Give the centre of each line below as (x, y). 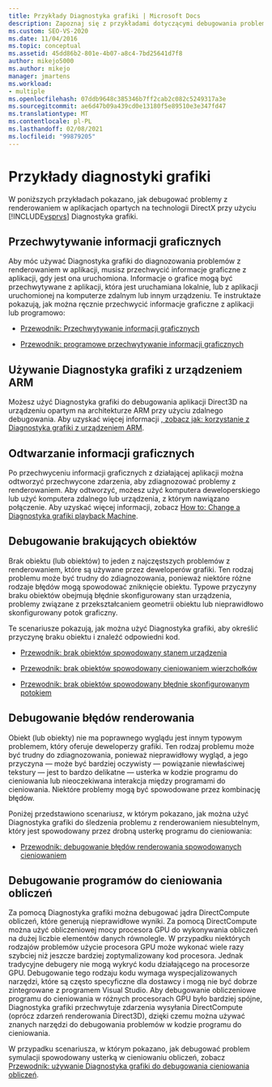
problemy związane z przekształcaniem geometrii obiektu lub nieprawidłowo (136, 604)
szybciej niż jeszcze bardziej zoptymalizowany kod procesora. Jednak (126, 956)
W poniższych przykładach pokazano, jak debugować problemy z (118, 199)
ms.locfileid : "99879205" (52, 136)
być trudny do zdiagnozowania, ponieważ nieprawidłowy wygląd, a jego (128, 755)
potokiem (36, 692)
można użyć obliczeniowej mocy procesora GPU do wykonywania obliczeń (133, 930)
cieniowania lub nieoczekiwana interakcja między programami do (117, 781)
